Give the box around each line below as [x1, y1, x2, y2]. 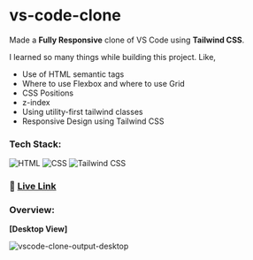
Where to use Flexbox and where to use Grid [21, 78, 186, 88]
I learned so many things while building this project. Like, [9, 51, 217, 62]
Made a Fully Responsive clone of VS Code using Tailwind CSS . [9, 34, 245, 45]
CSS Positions [21, 88, 73, 98]
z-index [21, 96, 50, 107]
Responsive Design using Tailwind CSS [21, 116, 165, 126]
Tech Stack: [9, 138, 62, 150]
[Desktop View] [9, 224, 68, 234]
